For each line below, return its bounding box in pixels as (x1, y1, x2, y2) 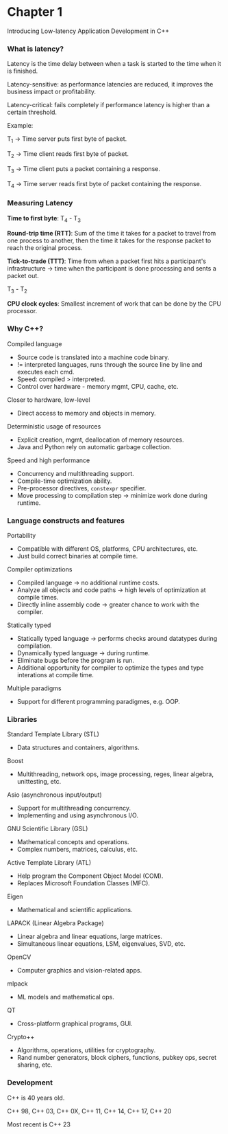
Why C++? (7, 324, 44, 334)
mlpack (7, 979, 28, 988)
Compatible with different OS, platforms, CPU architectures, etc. (16, 544, 199, 553)
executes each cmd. (16, 367, 75, 376)
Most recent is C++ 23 (7, 1120, 71, 1129)
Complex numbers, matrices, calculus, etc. (16, 846, 138, 854)
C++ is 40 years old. (7, 1093, 65, 1102)
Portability (7, 531, 36, 539)
